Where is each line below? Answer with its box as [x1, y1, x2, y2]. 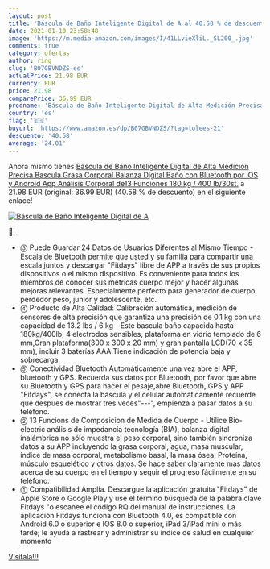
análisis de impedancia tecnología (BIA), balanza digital [47, 424, 230, 434]
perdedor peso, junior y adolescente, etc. [19, 294, 157, 304]
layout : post [8, 11, 52, 20]
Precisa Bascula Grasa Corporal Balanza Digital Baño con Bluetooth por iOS [8, 170, 259, 180]
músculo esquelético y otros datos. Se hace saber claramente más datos [19, 459, 261, 468]
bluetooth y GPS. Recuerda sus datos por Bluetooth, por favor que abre [19, 372, 256, 382]
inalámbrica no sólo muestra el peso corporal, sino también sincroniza [19, 433, 253, 442]
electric [19, 424, 46, 434]
